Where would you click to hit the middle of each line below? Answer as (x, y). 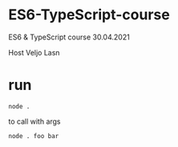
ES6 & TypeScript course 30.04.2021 (69, 37)
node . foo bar (34, 136)
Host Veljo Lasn (34, 52)
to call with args (35, 121)
